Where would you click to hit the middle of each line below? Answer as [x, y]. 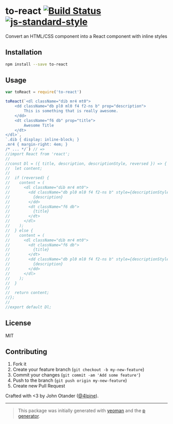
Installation [24, 52]
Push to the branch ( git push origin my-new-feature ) [70, 380]
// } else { [19, 231]
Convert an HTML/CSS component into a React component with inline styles [86, 36]
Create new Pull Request [39, 386]
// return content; [28, 293]
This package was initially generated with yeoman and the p [82, 411]
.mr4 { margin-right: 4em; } [37, 145]
